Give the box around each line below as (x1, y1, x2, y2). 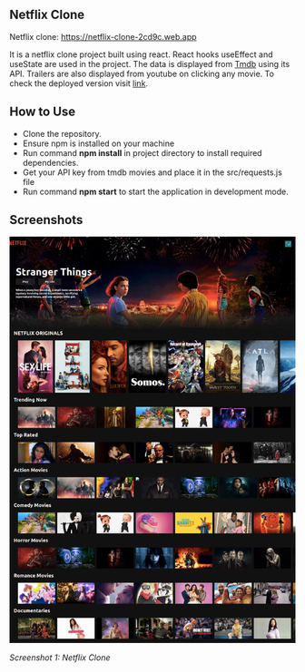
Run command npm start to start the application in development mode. (22, 186, 289, 197)
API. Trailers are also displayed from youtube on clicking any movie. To (9, 68, 275, 79)
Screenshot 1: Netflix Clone (9, 652, 111, 663)
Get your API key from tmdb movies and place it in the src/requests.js (22, 167, 283, 178)
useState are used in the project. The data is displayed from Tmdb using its (9, 58, 290, 69)
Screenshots (9, 212, 84, 228)
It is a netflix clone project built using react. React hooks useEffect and (9, 49, 273, 60)
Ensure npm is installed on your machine (22, 138, 175, 149)
